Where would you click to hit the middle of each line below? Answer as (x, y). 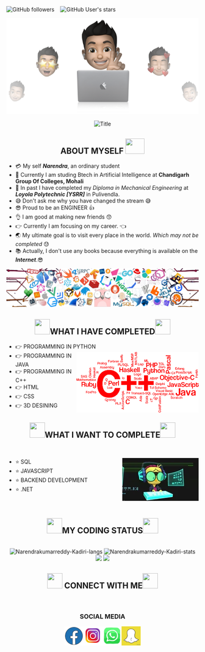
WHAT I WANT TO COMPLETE (103, 435)
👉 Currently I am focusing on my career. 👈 (71, 226)
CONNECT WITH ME (103, 586)
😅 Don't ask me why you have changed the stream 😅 (83, 201)
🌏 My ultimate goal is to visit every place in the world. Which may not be (107, 235)
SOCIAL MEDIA (103, 616)
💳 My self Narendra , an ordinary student (67, 166)
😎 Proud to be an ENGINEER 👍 (55, 208)
